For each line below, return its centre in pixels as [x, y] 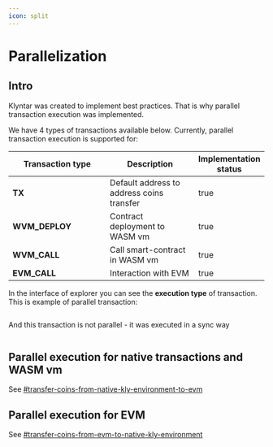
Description [150, 163]
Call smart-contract [147, 250]
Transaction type [57, 163]
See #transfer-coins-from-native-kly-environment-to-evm [106, 389]
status [229, 169]
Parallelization [58, 56]
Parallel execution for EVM [77, 415]
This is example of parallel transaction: [73, 302]
